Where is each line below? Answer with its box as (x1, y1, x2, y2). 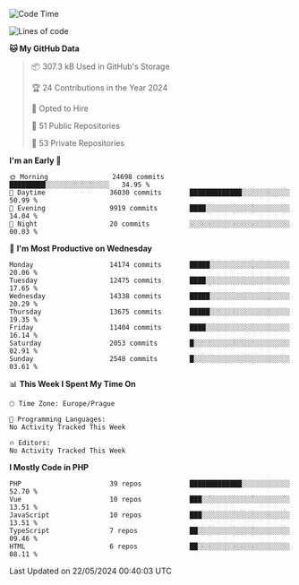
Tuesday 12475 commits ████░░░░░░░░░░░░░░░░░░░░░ (9, 276, 291, 285)
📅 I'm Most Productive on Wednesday (9, 243, 152, 254)
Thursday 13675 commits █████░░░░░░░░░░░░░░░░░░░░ (9, 307, 291, 316)
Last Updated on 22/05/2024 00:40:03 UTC (9, 565, 173, 576)
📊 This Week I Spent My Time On (9, 379, 136, 389)
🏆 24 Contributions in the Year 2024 (30, 82, 168, 93)
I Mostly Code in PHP (9, 462, 90, 472)
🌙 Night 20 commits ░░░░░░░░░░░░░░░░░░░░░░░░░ (9, 219, 291, 228)
